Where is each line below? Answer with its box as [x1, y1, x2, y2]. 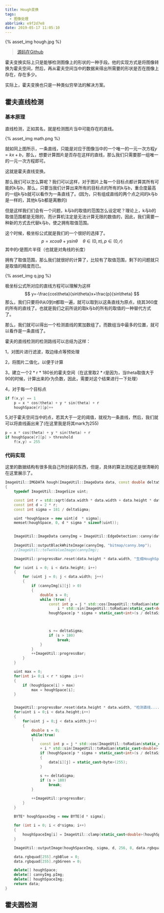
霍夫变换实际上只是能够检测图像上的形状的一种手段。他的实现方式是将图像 [5, 59, 155, 65]
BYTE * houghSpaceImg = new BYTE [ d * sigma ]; [14, 814, 106, 819]
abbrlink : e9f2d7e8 [5, 21, 45, 26]
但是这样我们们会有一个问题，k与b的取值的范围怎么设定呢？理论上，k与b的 [5, 207, 156, 213]
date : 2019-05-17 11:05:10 [5, 25, 60, 30]
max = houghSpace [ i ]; [31, 687, 76, 692]
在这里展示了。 [5, 470, 35, 476]
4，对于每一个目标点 [5, 386, 47, 392]
